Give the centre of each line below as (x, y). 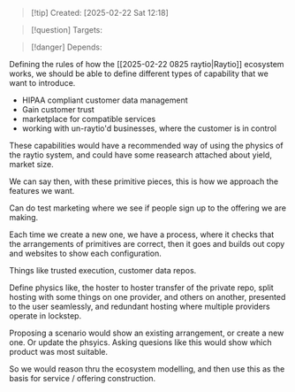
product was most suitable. (59, 352)
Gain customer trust (58, 109)
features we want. (42, 191)
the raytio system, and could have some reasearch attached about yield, (140, 155)
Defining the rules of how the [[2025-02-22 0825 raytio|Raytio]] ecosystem (147, 64)
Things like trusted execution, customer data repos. (103, 270)
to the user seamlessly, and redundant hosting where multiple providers (140, 306)
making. (24, 217)
